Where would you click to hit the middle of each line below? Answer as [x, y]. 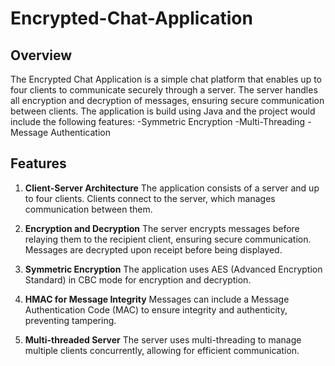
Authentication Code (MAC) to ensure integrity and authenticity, [156, 309]
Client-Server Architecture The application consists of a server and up [172, 188]
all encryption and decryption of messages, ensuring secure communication [167, 100]
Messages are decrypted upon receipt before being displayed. [153, 249]
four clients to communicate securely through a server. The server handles [164, 90]
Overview [41, 55]
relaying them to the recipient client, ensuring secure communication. [168, 239]
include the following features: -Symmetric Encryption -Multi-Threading [158, 121]
